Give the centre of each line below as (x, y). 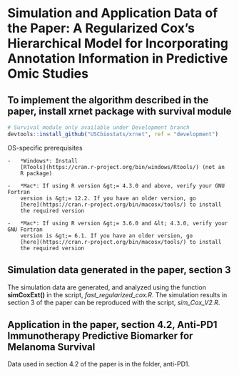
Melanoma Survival (51, 347)
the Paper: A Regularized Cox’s (101, 28)
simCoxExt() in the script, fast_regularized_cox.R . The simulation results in (117, 294)
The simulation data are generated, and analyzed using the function (107, 287)
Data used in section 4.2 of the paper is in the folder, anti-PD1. (99, 364)
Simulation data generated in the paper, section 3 (119, 270)
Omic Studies (48, 74)
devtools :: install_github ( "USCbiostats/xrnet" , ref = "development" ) (113, 134)
